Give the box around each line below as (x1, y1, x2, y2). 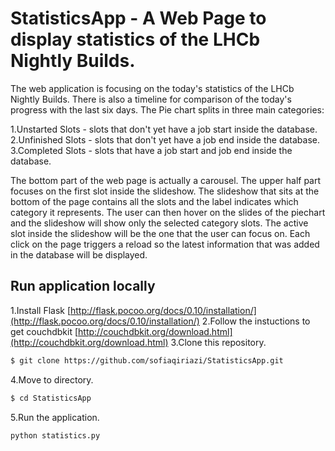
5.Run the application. (10, 411, 100, 423)
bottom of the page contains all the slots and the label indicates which (10, 195, 299, 207)
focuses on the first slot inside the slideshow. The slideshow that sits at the (10, 185, 320, 197)
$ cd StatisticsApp (10, 393, 92, 403)
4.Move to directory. (10, 373, 94, 386)
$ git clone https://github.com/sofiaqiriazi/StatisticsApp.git (10, 355, 284, 366)
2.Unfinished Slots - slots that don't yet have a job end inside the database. (10, 133, 320, 146)
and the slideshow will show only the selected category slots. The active (10, 217, 309, 229)
